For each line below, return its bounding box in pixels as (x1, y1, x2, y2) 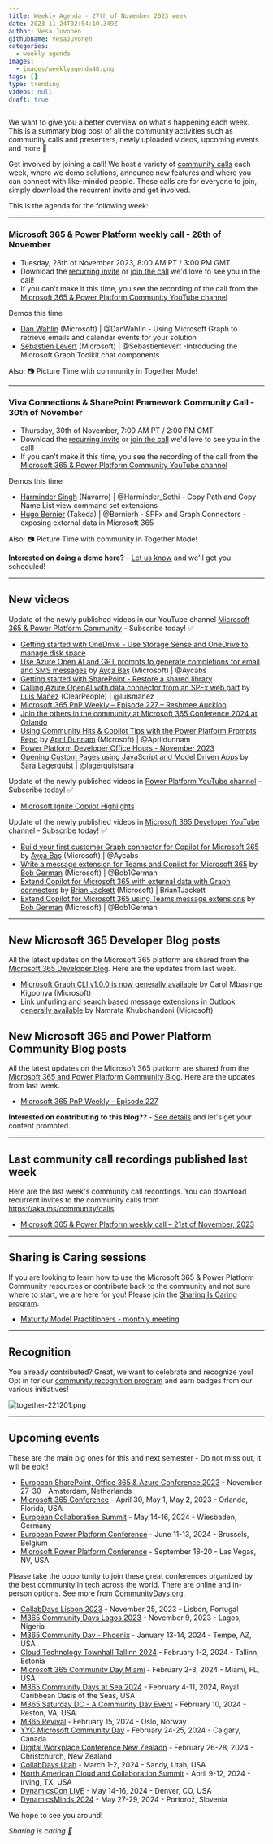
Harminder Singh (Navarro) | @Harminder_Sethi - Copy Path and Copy (19, 492, 257, 502)
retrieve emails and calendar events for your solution (19, 332, 197, 342)
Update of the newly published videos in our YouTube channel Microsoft (8, 614, 250, 624)
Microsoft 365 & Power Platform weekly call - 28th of (8, 229, 222, 240)
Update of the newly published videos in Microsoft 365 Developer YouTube (8, 817, 260, 826)
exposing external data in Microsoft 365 (19, 518, 154, 528)
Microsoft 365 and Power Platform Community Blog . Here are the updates (8, 1072, 256, 1082)
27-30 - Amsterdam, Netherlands (19, 1486, 132, 1496)
